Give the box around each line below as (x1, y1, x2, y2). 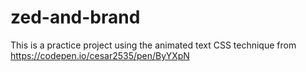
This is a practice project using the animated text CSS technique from (10, 39, 297, 51)
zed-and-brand (10, 6, 141, 29)
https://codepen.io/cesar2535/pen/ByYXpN (10, 49, 190, 61)
